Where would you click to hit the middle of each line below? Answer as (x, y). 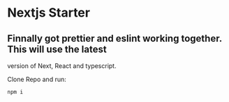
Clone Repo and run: (37, 79)
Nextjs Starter (49, 13)
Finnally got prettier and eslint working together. (114, 39)
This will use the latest (57, 49)
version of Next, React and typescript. (62, 66)
